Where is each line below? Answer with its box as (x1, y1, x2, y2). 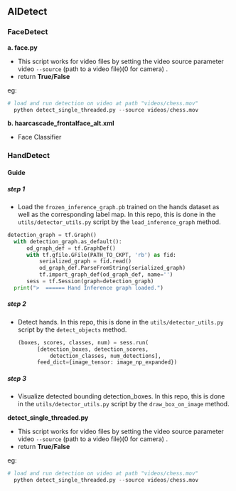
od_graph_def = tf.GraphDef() (26, 245, 116, 252)
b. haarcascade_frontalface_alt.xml (7, 119, 115, 127)
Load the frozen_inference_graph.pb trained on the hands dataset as (17, 202, 220, 211)
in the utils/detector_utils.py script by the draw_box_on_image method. (17, 400, 230, 408)
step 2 (7, 300, 27, 308)
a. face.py (7, 43, 38, 52)
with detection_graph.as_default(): (14, 238, 122, 245)
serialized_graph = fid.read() (38, 258, 132, 265)
